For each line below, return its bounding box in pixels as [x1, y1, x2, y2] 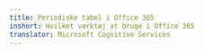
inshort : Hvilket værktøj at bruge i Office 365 [9, 22, 195, 31]
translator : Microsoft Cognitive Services [9, 30, 171, 39]
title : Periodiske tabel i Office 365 [9, 13, 155, 22]
